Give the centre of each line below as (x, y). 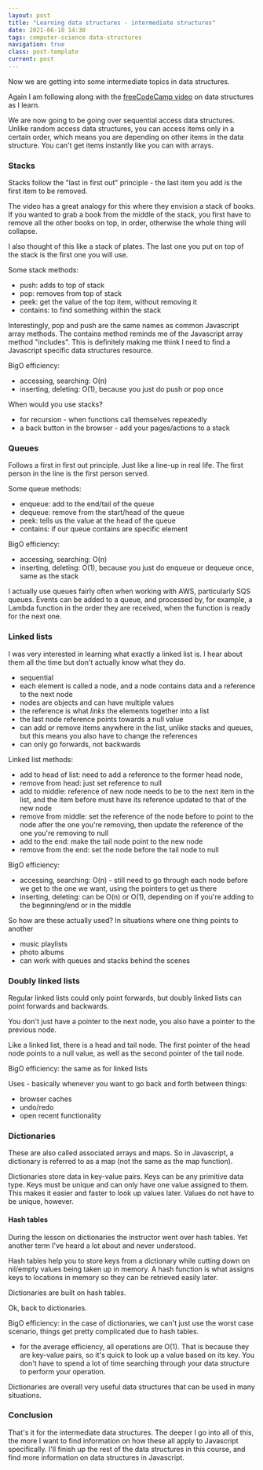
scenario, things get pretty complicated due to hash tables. (104, 1331)
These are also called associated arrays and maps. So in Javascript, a (121, 1153)
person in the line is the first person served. (79, 474)
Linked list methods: (40, 759)
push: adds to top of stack (62, 285)
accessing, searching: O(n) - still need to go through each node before (134, 880)
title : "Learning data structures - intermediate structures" (112, 23)
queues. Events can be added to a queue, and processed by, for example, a (130, 600)
